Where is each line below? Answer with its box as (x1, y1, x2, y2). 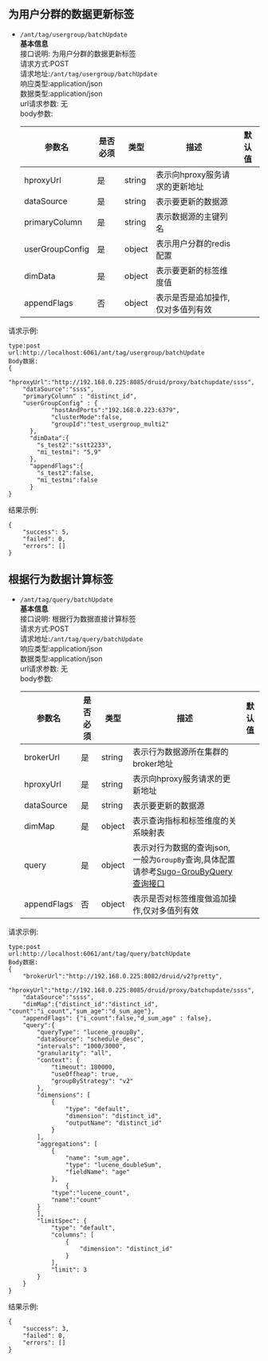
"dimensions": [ (37, 1091, 91, 1099)
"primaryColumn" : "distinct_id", (22, 392, 137, 400)
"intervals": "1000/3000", (37, 1042, 127, 1050)
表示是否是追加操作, (156, 292, 231, 303)
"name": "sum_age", (65, 1153, 130, 1162)
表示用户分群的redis (156, 238, 231, 249)
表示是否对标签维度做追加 (132, 893, 229, 904)
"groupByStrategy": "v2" (50, 1077, 134, 1085)
